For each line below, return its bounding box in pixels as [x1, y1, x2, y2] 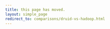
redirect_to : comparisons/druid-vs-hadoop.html [5, 16, 106, 21]
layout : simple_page [5, 12, 48, 17]
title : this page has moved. [5, 7, 65, 12]
